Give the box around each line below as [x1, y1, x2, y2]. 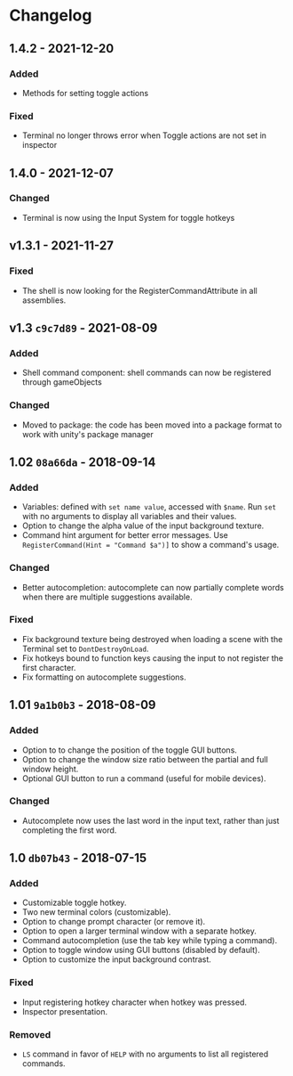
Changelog [9, 5, 92, 26]
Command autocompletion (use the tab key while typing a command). [21, 935, 278, 946]
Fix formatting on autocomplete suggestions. [21, 672, 186, 682]
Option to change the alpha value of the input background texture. [21, 520, 265, 531]
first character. [21, 662, 76, 672]
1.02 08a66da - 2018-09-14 [9, 454, 156, 469]
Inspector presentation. [21, 1006, 108, 1016]
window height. [21, 763, 79, 774]
